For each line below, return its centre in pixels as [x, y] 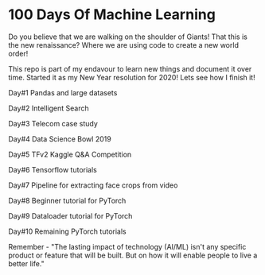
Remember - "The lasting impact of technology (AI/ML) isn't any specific [127, 246]
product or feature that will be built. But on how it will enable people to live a [133, 255]
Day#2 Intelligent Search [49, 108]
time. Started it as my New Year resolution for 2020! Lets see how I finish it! [132, 77]
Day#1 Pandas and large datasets [63, 92]
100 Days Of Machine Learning [112, 15]
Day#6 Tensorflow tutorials [53, 169]
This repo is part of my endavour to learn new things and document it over [130, 68]
